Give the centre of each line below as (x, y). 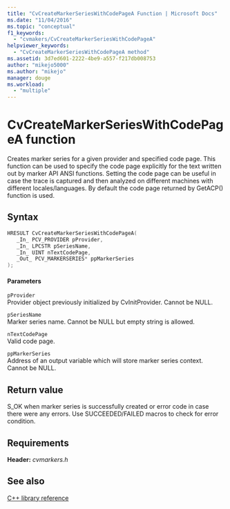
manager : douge (29, 78)
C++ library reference (38, 498)
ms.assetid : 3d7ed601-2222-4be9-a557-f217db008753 (82, 59)
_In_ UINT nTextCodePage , (54, 252)
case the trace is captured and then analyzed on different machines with (110, 181)
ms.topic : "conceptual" (41, 26)
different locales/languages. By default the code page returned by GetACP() (115, 188)
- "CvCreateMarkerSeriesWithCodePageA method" (82, 53)
